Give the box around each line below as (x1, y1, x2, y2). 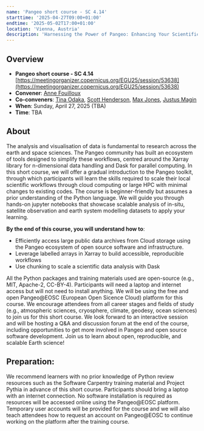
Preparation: (6, 356, 55, 367)
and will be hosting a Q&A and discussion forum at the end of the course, (6, 319, 189, 327)
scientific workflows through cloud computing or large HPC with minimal (6, 181, 188, 188)
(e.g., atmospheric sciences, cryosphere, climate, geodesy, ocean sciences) (6, 307, 197, 314)
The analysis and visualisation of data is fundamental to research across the (6, 142, 197, 149)
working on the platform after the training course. (6, 418, 129, 425)
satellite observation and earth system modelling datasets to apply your (6, 207, 185, 214)
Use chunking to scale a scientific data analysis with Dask (15, 262, 160, 270)
